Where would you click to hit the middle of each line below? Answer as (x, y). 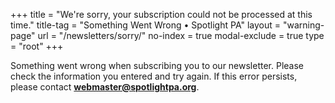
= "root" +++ (37, 46)
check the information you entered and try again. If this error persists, (154, 76)
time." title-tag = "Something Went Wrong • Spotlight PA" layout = (145, 25)
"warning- (303, 25)
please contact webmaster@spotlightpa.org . (105, 87)
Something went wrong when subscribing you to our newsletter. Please (157, 65)
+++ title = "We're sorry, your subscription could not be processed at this (161, 14)
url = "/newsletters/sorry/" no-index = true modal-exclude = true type (181, 35)
